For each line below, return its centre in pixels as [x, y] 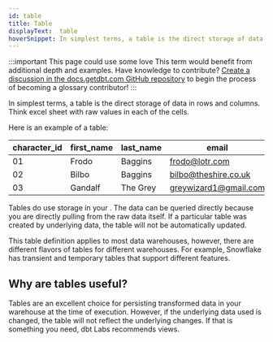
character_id [37, 148]
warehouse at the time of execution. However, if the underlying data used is [135, 312]
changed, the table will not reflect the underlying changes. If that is [121, 321]
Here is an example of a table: [58, 128]
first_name [92, 148]
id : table [25, 16]
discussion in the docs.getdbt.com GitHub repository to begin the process [132, 79]
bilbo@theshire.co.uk [210, 175]
